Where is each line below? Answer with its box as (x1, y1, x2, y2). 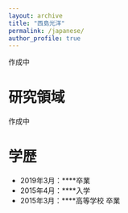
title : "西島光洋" (8, 19, 66, 27)
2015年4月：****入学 (19, 186, 91, 195)
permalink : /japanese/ (8, 27, 85, 35)
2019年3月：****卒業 (19, 176, 91, 186)
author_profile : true (8, 34, 81, 43)
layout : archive (8, 11, 63, 20)
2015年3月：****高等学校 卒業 (19, 196, 121, 206)
